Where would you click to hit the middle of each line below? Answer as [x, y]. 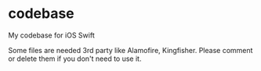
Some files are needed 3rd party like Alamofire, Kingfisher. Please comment [130, 50]
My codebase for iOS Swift [52, 35]
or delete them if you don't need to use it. [75, 59]
